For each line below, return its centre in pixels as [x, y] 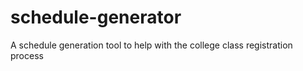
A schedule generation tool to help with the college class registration [151, 45]
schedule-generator [96, 17]
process [27, 55]
